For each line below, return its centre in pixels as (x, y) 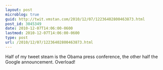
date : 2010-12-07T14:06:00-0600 (39, 28)
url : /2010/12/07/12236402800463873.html (49, 42)
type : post (17, 38)
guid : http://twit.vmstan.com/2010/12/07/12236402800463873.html (75, 19)
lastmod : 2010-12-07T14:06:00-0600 (43, 33)
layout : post (19, 10)
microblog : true (22, 14)
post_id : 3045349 (23, 24)
